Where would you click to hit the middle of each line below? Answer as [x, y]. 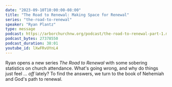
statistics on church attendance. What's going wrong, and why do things [82, 68]
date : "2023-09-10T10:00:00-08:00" [43, 10]
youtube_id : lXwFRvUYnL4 [32, 48]
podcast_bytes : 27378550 [32, 39]
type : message [20, 29]
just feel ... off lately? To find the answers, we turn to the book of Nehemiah [85, 73]
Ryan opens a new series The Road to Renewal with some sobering [76, 62]
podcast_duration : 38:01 [32, 43]
